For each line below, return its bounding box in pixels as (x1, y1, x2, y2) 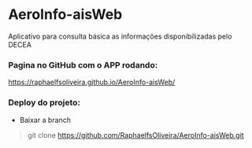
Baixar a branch (19, 115, 71, 124)
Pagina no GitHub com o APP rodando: (8, 59, 158, 70)
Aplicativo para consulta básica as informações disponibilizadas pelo (8, 31, 232, 41)
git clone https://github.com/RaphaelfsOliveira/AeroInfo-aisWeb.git (27, 130, 244, 139)
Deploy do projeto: (8, 97, 81, 108)
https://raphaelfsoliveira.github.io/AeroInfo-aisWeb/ (8, 77, 176, 87)
